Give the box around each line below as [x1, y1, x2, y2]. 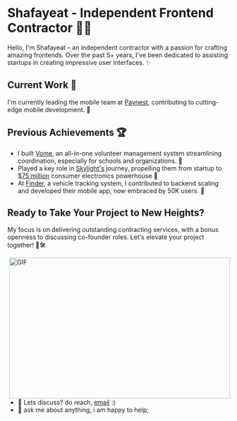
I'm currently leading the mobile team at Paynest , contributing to [7, 97, 195, 106]
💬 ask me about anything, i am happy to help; [17, 405, 150, 414]
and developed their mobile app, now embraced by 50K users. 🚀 [17, 186, 205, 195]
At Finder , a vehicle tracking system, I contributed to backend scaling [17, 178, 219, 188]
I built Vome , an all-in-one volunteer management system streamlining [17, 149, 222, 157]
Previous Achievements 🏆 [7, 127, 127, 139]
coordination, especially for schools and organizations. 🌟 [17, 157, 183, 165]
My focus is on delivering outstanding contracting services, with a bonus [7, 226, 219, 234]
